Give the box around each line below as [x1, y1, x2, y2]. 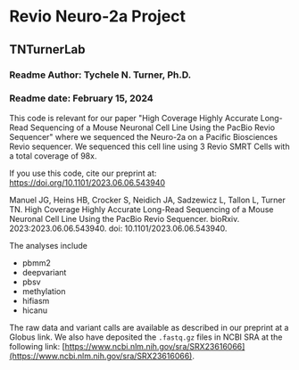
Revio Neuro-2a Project [9, 6, 186, 27]
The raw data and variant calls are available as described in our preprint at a [9, 322, 289, 333]
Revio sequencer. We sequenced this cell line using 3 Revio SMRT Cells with [9, 141, 290, 152]
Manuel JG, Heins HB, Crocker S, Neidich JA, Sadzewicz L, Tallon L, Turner [9, 194, 286, 205]
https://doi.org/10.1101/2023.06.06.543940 [9, 177, 166, 188]
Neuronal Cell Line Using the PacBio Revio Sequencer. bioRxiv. [9, 213, 240, 224]
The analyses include [9, 240, 87, 251]
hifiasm [21, 295, 50, 306]
